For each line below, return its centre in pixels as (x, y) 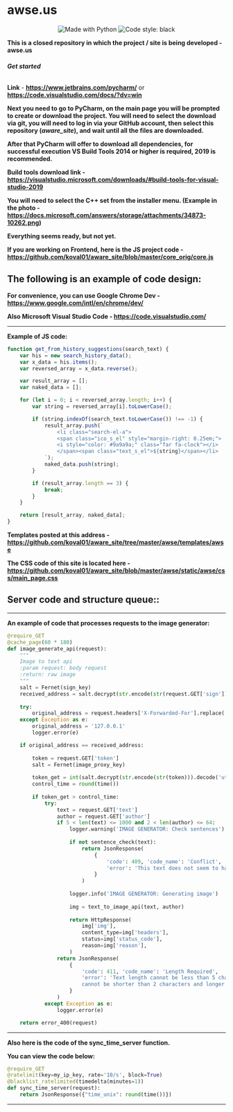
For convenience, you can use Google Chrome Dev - (84, 295)
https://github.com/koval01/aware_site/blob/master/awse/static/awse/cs (116, 571)
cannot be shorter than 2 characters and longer (153, 984)
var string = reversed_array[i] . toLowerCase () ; (102, 407)
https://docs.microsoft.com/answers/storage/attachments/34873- (107, 215)
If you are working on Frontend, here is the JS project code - (95, 250)
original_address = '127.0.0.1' (79, 726)
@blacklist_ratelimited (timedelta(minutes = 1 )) (76, 1082)
